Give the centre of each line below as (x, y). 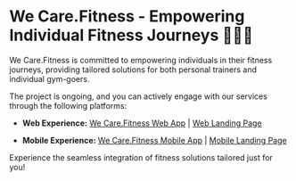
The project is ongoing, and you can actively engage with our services (138, 96)
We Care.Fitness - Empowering (127, 16)
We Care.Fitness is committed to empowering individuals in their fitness (141, 60)
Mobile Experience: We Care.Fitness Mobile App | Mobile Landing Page (154, 140)
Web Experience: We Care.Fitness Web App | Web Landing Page (142, 123)
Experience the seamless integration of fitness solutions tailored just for (141, 157)
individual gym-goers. (49, 78)
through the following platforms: (68, 105)
